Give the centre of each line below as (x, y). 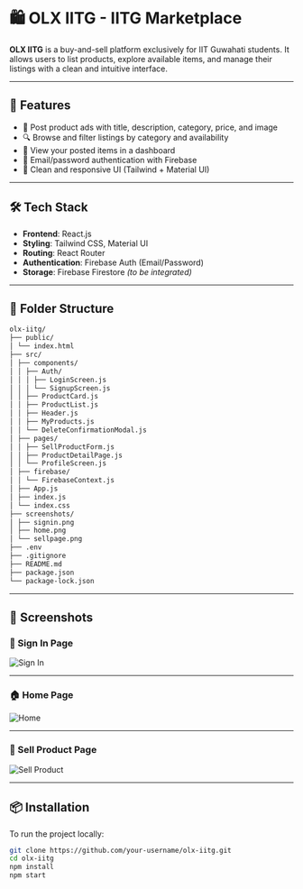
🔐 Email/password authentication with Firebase (110, 160)
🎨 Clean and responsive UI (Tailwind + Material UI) (116, 170)
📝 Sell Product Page (53, 750)
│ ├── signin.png (42, 522)
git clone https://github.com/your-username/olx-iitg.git (120, 850)
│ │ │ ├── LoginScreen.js (58, 380)
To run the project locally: (57, 834)
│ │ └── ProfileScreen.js (58, 463)
